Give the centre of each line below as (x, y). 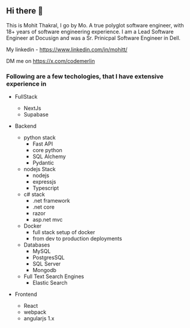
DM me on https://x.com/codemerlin (50, 61)
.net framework (51, 201)
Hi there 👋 (25, 11)
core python (47, 150)
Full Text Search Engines (54, 276)
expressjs (44, 182)
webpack (35, 312)
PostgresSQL (49, 258)
